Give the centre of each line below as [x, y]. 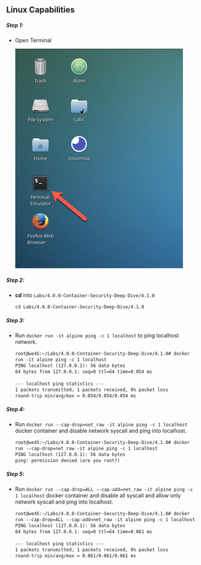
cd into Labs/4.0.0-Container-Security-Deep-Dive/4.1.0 [85, 295]
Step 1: [15, 25]
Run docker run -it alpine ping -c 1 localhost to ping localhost [97, 336]
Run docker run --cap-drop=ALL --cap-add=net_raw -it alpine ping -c [104, 489]
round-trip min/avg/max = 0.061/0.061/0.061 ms [75, 556]
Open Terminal [33, 40]
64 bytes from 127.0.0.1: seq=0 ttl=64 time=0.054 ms [83, 372]
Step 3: [16, 320]
